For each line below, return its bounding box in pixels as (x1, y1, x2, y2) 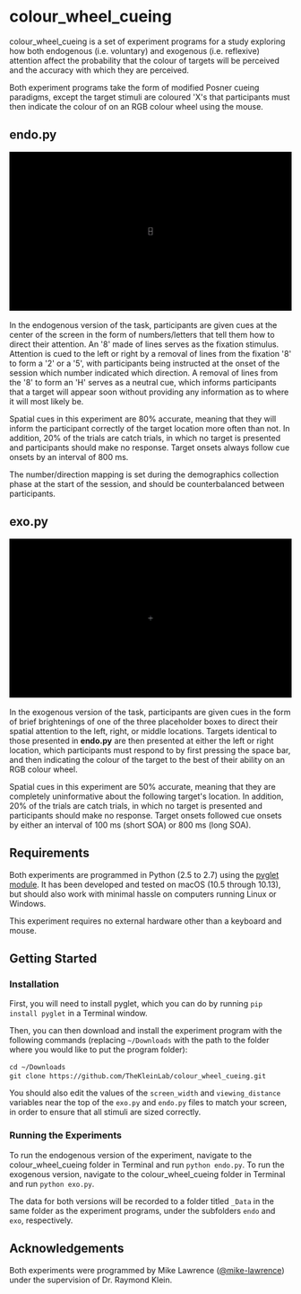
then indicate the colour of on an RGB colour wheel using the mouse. (9, 101, 264, 111)
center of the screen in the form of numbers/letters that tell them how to (9, 329, 275, 340)
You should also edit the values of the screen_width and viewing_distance (9, 1087, 281, 1098)
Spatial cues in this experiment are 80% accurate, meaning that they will (9, 413, 277, 424)
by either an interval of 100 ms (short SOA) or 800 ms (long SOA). (9, 820, 252, 830)
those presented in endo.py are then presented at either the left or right (9, 735, 274, 746)
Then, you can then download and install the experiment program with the (9, 1025, 282, 1036)
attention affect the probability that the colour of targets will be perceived (9, 55, 280, 66)
